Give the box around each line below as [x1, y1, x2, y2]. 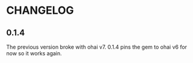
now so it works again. [6, 50, 62, 57]
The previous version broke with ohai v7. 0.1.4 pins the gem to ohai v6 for [6, 43, 188, 50]
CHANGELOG [6, 4, 74, 17]
